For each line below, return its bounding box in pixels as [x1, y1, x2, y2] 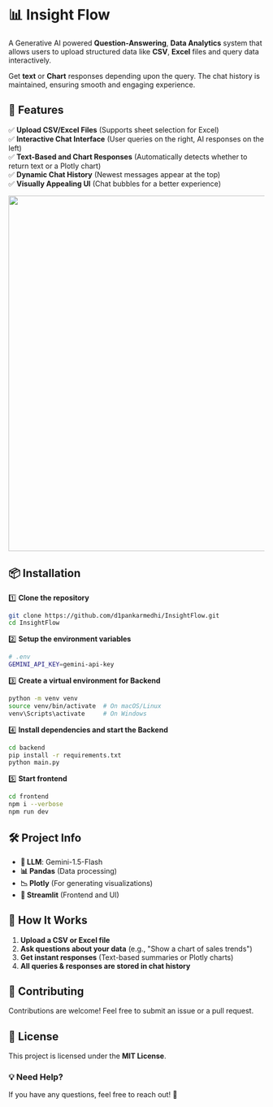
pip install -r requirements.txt [8, 751, 122, 759]
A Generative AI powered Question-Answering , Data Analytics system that [8, 37, 262, 48]
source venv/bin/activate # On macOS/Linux [8, 701, 162, 710]
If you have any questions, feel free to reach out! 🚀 [8, 1090, 178, 1100]
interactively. [8, 55, 51, 65]
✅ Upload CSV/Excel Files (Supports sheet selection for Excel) [8, 124, 219, 134]
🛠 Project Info [8, 831, 82, 845]
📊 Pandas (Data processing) [19, 866, 118, 875]
